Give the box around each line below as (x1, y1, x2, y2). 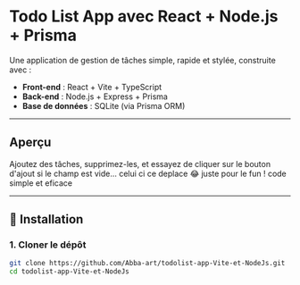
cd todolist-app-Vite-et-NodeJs (9, 267, 129, 276)
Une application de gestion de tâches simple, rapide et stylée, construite (9, 54, 277, 65)
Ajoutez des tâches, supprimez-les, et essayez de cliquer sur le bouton (9, 158, 271, 169)
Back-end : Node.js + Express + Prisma (21, 91, 168, 102)
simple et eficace (9, 177, 73, 189)
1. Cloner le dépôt (9, 239, 87, 251)
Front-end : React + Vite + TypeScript (21, 81, 162, 92)
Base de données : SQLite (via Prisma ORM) (21, 100, 186, 111)
